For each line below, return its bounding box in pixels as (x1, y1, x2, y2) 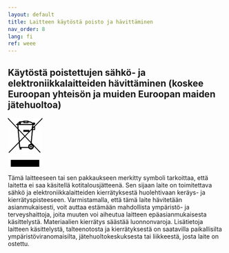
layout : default (8, 11, 54, 18)
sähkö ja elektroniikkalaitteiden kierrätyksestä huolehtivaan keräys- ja (8, 188, 206, 196)
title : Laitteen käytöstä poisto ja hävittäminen (8, 18, 154, 26)
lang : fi (8, 33, 33, 40)
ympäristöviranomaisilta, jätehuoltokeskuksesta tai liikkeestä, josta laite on (8, 232, 219, 241)
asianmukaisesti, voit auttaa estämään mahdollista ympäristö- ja (8, 203, 190, 211)
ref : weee (8, 40, 37, 48)
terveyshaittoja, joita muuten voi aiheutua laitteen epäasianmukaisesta (8, 210, 207, 219)
